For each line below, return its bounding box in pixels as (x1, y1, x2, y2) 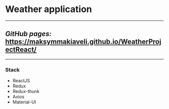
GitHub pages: (5, 30, 52, 38)
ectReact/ (5, 45, 37, 54)
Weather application (5, 4, 92, 15)
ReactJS (12, 78, 30, 84)
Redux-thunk (12, 88, 40, 94)
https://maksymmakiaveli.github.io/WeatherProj (5, 38, 161, 46)
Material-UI (12, 99, 36, 105)
